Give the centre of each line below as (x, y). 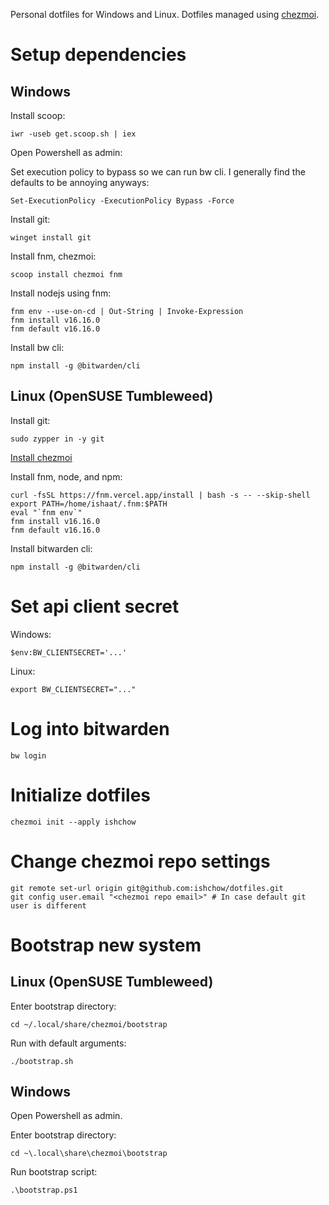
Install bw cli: (37, 347)
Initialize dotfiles (81, 795)
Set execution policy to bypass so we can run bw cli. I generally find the (158, 172)
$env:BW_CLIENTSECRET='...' (69, 652)
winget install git (51, 238)
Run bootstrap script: (54, 1172)
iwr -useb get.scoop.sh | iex (73, 134)
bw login (28, 755)
